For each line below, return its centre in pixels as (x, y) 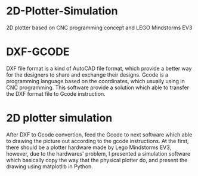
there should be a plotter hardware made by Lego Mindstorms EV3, (89, 147)
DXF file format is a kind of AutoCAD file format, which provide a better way (99, 68)
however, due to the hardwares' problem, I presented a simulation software (98, 153)
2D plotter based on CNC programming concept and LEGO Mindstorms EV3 (99, 28)
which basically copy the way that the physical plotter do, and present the (97, 160)
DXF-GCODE (38, 52)
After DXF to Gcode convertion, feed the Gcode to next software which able (99, 134)
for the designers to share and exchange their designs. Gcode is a (87, 75)
